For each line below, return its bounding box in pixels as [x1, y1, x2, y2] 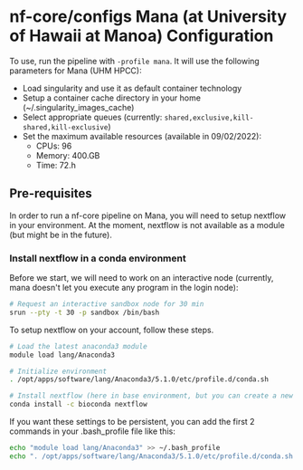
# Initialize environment [9, 367, 107, 376]
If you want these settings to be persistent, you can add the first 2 [9, 417, 255, 427]
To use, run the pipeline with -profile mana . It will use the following [9, 55, 260, 66]
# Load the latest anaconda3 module [9, 341, 147, 350]
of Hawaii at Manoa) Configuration [9, 25, 274, 46]
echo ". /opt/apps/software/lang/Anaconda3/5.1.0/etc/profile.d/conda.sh [9, 451, 294, 461]
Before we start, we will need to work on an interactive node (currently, [9, 273, 274, 283]
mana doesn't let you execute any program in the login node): [9, 283, 239, 293]
